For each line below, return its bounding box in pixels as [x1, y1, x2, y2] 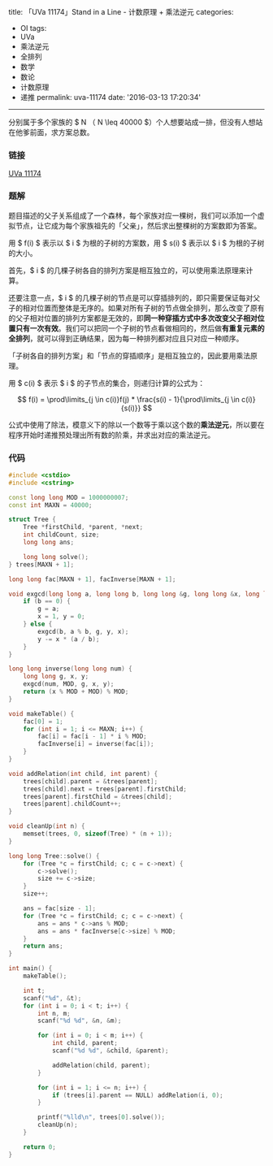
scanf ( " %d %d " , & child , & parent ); [51, 1047, 169, 1055]
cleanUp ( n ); [37, 1120, 79, 1129]
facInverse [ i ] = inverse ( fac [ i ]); [37, 740, 154, 748]
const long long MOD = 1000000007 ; [8, 493, 129, 501]
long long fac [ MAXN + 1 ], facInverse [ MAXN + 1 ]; [8, 575, 176, 583]
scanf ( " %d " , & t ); [23, 994, 82, 1002]
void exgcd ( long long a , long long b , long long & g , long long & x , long [8, 590, 260, 598]
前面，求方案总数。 [29, 128, 94, 137]
